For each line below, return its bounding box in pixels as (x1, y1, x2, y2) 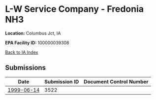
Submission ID (44, 78, 79, 85)
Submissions (5, 64, 46, 72)
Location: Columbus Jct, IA (5, 30, 61, 36)
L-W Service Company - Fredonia (5, 3, 144, 15)
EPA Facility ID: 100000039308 (5, 39, 69, 45)
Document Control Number (83, 78, 149, 85)
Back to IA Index (5, 49, 38, 55)
